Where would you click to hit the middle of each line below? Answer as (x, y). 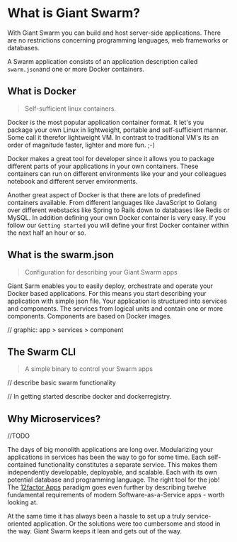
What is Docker (42, 91)
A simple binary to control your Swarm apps (89, 369)
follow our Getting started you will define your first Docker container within (118, 225)
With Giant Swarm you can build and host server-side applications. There (114, 33)
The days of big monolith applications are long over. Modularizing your (110, 450)
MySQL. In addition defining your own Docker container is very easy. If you (117, 217)
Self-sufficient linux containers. (70, 109)
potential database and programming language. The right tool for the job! (114, 480)
